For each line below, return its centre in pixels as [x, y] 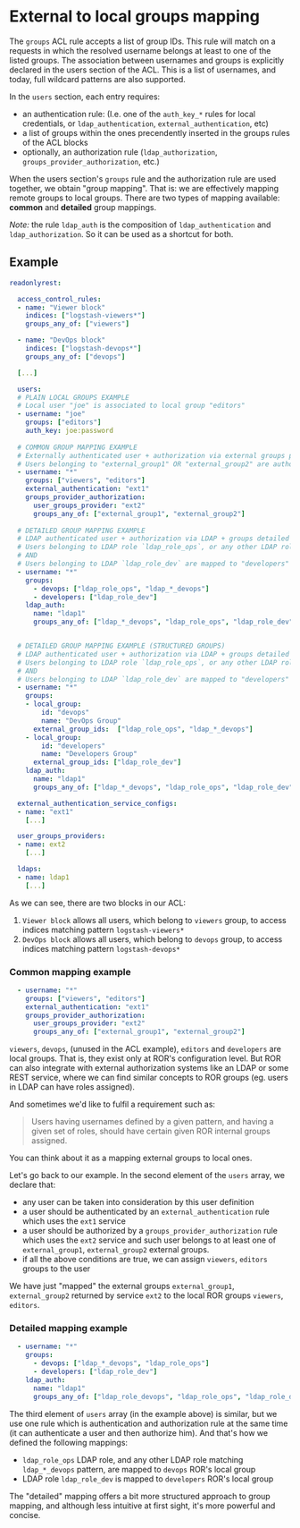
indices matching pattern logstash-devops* [101, 948]
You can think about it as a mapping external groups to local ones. [131, 1158]
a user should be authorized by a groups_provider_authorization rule [150, 1231]
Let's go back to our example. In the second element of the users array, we [147, 1176]
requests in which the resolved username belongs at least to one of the [140, 50]
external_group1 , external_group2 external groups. [116, 1250]
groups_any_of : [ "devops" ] [75, 357]
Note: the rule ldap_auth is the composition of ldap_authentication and [140, 225]
